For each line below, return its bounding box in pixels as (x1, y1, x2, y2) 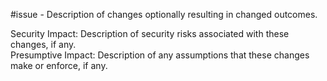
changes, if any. (10, 39, 77, 50)
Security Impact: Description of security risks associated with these (10, 28, 290, 39)
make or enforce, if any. (10, 60, 108, 71)
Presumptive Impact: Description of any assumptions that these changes (10, 49, 310, 61)
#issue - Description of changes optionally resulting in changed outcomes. (10, 9, 318, 20)
